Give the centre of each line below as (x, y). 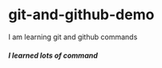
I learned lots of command (53, 55)
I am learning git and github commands (73, 37)
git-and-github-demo (81, 15)
